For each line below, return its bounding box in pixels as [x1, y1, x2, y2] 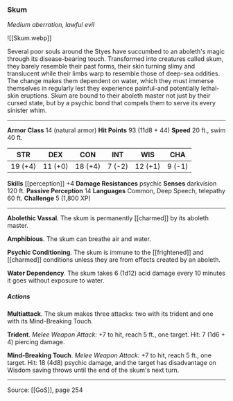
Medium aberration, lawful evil [7, 21, 95, 29]
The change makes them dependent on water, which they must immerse [7, 77, 214, 85]
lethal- [200, 84, 220, 93]
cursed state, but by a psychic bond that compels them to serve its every [7, 99, 216, 107]
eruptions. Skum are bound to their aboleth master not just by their [20, 91, 211, 100]
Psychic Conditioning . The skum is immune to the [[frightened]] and [7, 248, 204, 257]
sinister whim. [7, 106, 47, 115]
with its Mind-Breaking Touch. [7, 317, 94, 326]
